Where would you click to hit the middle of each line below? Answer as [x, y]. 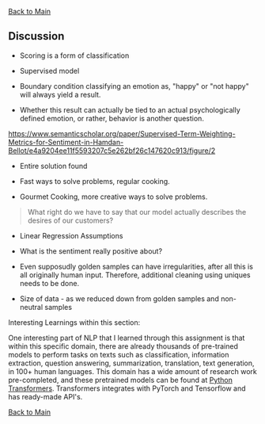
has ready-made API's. [45, 396]
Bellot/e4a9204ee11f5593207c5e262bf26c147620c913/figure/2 [112, 151]
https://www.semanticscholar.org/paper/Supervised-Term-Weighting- [122, 133]
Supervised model [49, 71]
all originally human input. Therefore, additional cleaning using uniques [135, 275]
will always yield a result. [60, 94]
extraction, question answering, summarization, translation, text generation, [131, 363]
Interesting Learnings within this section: [74, 322]
